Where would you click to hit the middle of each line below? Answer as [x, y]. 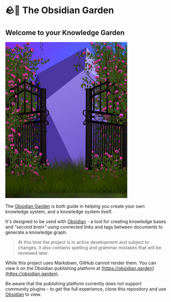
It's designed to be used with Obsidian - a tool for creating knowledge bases [86, 222]
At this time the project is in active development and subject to [83, 242]
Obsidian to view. [23, 294]
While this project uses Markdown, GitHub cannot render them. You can [81, 263]
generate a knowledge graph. [36, 232]
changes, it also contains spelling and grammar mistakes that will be [90, 248]
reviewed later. [33, 253]
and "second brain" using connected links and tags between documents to [84, 227]
